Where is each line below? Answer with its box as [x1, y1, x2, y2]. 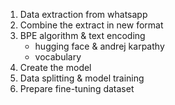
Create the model [19, 62, 92, 73]
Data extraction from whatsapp [19, 9, 148, 20]
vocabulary [34, 51, 82, 63]
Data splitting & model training [19, 72, 145, 84]
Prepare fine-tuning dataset [19, 83, 135, 94]
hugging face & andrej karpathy [34, 40, 165, 52]
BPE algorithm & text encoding [19, 30, 146, 41]
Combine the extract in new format [19, 19, 164, 31]
